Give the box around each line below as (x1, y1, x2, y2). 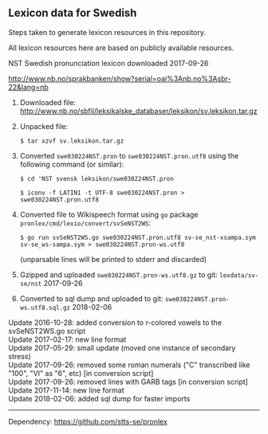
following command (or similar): (19, 159, 124, 169)
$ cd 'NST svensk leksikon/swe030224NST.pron (19, 174, 174, 182)
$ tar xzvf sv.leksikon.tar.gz (19, 137, 124, 145)
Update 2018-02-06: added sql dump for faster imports (8, 393, 191, 403)
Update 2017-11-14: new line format (8, 385, 125, 395)
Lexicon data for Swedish (8, 6, 137, 20)
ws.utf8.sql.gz (19, 303, 71, 311)
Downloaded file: (19, 97, 76, 107)
